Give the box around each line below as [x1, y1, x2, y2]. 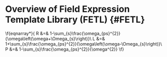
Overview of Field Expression [5, 3, 130, 15]
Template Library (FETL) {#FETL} [5, 14, 145, 25]
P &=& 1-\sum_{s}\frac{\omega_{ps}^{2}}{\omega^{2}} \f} [5, 46, 124, 52]
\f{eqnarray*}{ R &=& [5, 30, 49, 36]
